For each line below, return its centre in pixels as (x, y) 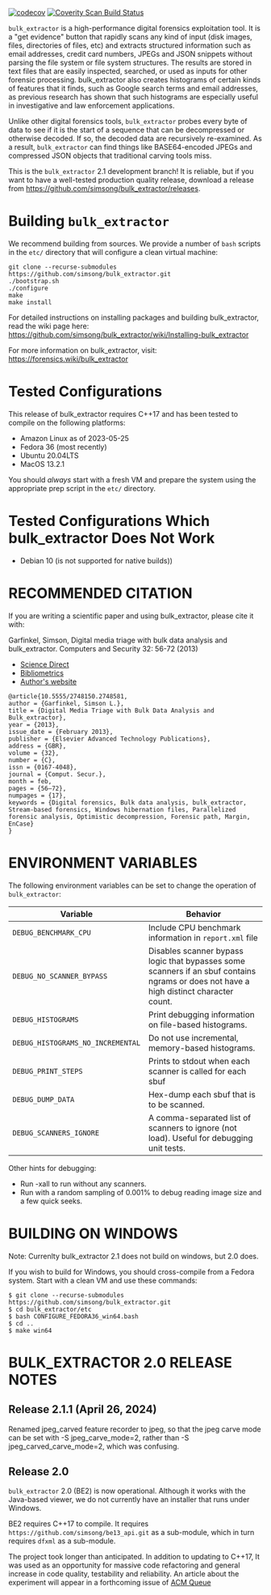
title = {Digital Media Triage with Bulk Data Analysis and (112, 711)
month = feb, (30, 781)
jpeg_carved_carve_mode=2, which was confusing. (94, 1446)
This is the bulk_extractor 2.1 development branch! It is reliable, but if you (131, 171)
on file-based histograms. (198, 1024)
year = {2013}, (34, 724)
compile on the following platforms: (67, 422)
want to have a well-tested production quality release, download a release (131, 180)
